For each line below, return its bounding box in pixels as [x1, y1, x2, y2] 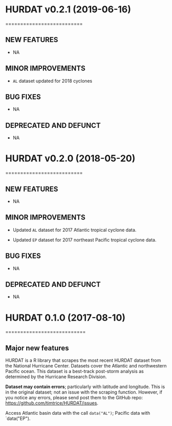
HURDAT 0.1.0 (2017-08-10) [5, 312, 126, 323]
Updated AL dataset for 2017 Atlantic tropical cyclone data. [12, 227, 137, 233]
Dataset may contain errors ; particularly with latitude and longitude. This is [5, 384, 165, 390]
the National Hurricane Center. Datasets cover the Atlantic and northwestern [5, 363, 167, 369]
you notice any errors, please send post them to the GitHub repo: [5, 395, 143, 401]
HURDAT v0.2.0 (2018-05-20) [5, 153, 136, 164]
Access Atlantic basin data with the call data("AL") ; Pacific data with [5, 410, 150, 416]
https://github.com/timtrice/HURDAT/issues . [5, 400, 99, 406]
